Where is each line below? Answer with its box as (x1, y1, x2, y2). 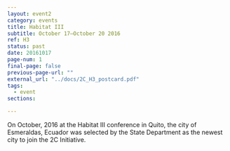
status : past (7, 43, 46, 50)
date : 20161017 (7, 50, 52, 57)
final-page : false (7, 63, 61, 70)
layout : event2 (7, 10, 52, 18)
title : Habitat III (7, 23, 65, 30)
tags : (7, 82, 23, 89)
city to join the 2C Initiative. (7, 136, 86, 144)
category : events (7, 17, 58, 24)
